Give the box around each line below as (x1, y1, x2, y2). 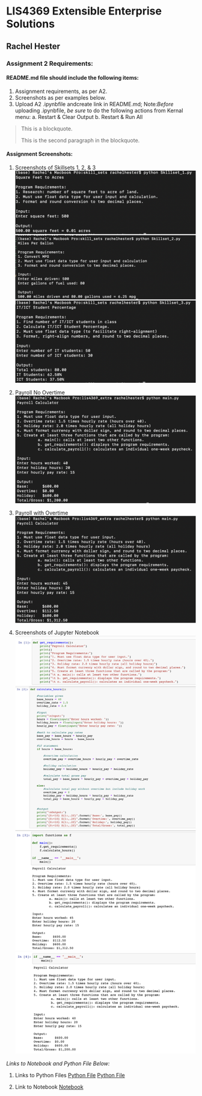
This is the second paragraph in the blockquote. (20, 136, 140, 144)
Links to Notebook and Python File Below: (6, 1060, 110, 1067)
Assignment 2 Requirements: (6, 59, 93, 68)
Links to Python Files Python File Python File (14, 1072, 125, 1079)
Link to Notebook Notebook (14, 1083, 84, 1091)
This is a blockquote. (20, 125, 73, 132)
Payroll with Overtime (14, 509, 69, 516)
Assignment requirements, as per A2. (14, 88, 108, 95)
